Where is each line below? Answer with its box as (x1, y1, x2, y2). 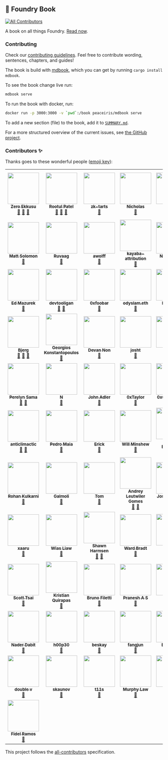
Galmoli (53, 494, 69, 499)
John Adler (88, 394, 111, 400)
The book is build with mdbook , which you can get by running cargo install (5, 67, 163, 73)
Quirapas (52, 597, 71, 603)
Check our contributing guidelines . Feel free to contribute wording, (5, 52, 142, 58)
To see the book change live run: (5, 82, 73, 88)
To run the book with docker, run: (5, 101, 74, 107)
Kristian (53, 592, 69, 598)
